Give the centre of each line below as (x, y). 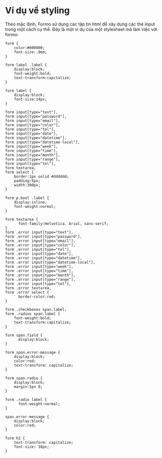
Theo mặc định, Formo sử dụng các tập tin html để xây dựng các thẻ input (80, 24)
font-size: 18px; (32, 447)
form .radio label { (26, 400)
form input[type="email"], (33, 121)
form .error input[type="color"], (40, 245)
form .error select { (27, 292)
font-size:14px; (31, 99)
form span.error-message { (33, 352)
